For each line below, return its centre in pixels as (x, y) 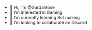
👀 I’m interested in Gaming (36, 12)
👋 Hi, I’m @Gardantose (32, 7)
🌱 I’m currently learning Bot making (45, 17)
